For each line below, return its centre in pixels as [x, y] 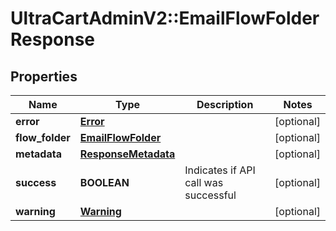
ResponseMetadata [127, 154]
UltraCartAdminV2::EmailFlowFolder [165, 18]
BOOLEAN [104, 182]
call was [204, 182]
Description [225, 104]
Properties [44, 76]
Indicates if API [220, 170]
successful [210, 195]
